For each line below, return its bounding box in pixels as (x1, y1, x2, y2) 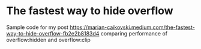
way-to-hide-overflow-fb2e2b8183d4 (6, 30, 100, 37)
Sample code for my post (6, 24, 69, 31)
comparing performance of (100, 30, 168, 37)
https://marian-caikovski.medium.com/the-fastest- (70, 24, 195, 31)
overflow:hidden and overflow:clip (6, 36, 91, 43)
